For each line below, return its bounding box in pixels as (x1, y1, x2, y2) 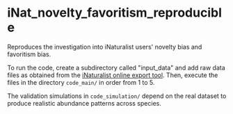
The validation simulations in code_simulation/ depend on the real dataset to (7, 92, 227, 100)
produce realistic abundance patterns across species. (7, 99, 161, 107)
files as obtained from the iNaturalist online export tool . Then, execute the (7, 71, 218, 79)
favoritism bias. (7, 50, 51, 58)
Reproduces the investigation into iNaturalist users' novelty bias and (7, 42, 202, 51)
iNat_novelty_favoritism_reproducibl (7, 5, 223, 21)
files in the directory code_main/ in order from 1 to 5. (7, 78, 155, 86)
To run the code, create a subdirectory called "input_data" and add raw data (7, 63, 226, 72)
